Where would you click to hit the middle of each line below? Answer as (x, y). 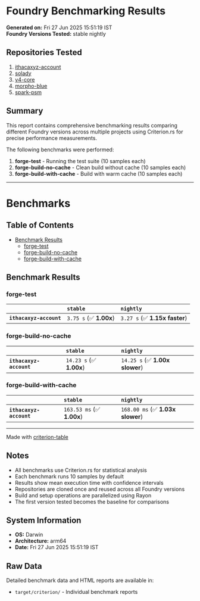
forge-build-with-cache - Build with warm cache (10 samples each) (99, 173)
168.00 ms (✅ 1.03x (149, 409)
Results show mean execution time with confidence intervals (89, 482)
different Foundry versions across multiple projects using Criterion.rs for (95, 132)
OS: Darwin (29, 535)
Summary (25, 111)
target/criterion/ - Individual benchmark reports (76, 592)
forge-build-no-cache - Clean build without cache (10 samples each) (100, 167)
